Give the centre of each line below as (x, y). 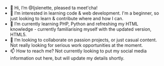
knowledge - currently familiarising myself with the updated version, (81, 29)
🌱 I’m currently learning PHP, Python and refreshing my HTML (74, 24)
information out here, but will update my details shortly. (67, 58)
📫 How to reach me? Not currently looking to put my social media (78, 51)
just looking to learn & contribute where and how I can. (67, 18)
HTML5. (18, 35)
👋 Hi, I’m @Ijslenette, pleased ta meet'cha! (54, 8)
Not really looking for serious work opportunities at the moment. (76, 45)
